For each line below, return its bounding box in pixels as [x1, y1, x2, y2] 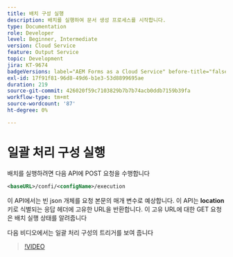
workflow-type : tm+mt [7, 94, 70, 101]
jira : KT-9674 [7, 62, 49, 69]
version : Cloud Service [7, 42, 76, 49]
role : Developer [7, 29, 54, 37]
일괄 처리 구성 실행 [7, 145, 105, 160]
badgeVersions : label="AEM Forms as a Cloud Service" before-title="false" [7, 68, 231, 75]
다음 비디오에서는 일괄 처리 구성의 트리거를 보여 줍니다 [7, 228, 154, 236]
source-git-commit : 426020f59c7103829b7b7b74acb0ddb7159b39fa [7, 87, 191, 94]
